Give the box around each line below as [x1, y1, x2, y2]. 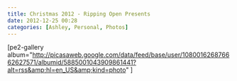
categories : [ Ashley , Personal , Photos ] [7, 23, 129, 31]
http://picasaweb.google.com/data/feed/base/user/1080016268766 [32, 50, 230, 59]
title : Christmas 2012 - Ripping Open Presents [7, 10, 151, 18]
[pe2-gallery [7, 43, 44, 52]
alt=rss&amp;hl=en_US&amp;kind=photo [7, 65, 126, 75]
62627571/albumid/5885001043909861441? [7, 58, 137, 67]
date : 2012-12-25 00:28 [7, 17, 78, 24]
